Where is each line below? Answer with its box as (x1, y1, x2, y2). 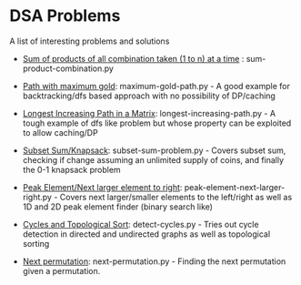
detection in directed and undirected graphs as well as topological (22, 229, 271, 239)
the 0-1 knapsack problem (22, 164, 121, 175)
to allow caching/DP (22, 127, 98, 137)
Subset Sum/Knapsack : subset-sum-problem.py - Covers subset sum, (22, 145, 286, 156)
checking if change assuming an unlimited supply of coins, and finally (22, 154, 285, 165)
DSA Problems (9, 5, 121, 26)
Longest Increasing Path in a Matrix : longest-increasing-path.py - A (22, 107, 276, 118)
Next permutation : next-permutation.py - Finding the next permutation (22, 256, 286, 267)
